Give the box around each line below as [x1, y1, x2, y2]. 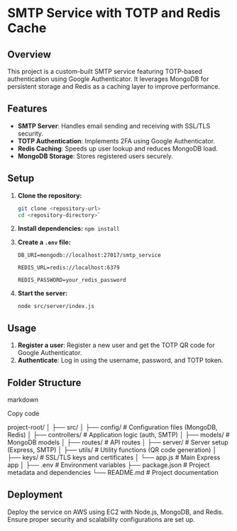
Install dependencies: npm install [17, 224, 121, 233]
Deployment [7, 488, 63, 501]
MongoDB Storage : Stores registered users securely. [17, 151, 174, 160]
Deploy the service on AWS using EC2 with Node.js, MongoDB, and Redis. [7, 508, 224, 516]
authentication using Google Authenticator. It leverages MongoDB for [7, 75, 209, 83]
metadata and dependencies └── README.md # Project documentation [7, 469, 219, 476]
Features [7, 103, 48, 115]
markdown [7, 395, 39, 404]
